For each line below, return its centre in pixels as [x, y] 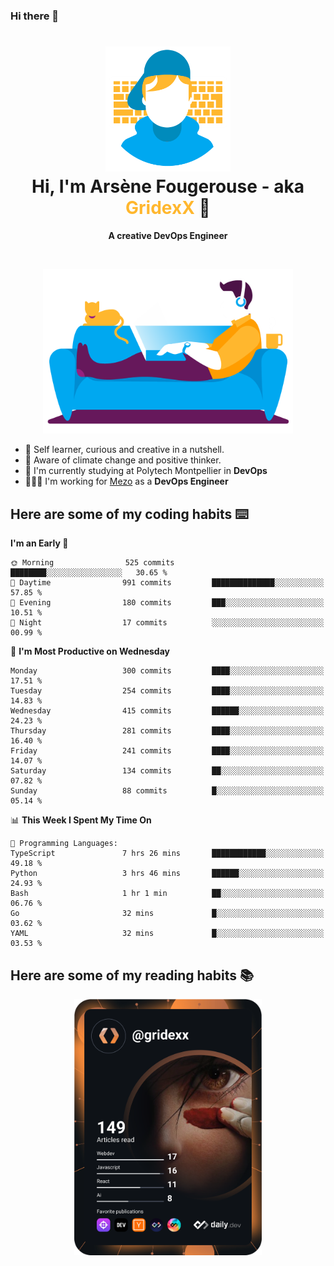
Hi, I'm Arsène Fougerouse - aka [168, 186]
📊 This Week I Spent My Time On [81, 820]
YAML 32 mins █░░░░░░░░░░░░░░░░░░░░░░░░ [167, 934]
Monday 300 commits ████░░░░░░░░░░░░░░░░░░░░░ [167, 671]
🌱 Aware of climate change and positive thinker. [123, 460]
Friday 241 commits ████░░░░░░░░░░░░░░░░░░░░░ [167, 751]
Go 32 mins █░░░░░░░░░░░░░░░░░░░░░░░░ [167, 914]
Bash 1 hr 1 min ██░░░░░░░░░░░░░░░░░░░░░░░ [167, 894]
